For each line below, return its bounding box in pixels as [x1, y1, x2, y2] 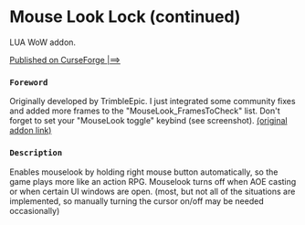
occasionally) [9, 205, 60, 216]
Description [9, 148, 63, 158]
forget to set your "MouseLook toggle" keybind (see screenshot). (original [9, 115, 288, 126]
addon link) [9, 125, 52, 136]
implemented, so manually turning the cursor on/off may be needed [9, 195, 264, 207]
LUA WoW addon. [9, 37, 76, 48]
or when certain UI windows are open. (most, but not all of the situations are [9, 186, 296, 197]
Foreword [9, 77, 48, 88]
